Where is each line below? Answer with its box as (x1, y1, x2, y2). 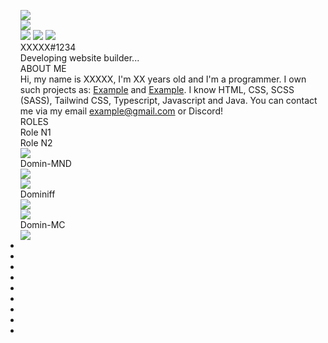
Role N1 (19, 126, 52, 138)
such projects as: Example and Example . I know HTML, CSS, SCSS (19, 84, 295, 95)
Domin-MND (19, 158, 72, 169)
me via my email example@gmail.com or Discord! (19, 105, 223, 117)
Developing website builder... (19, 52, 140, 64)
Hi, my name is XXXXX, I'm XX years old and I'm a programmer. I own (19, 73, 307, 85)
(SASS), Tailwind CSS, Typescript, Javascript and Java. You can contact (19, 95, 318, 106)
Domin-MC (19, 219, 66, 230)
